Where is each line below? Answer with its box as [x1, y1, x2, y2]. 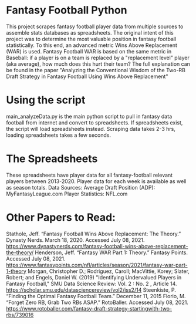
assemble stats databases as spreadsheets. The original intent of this [6, 29, 174, 36]
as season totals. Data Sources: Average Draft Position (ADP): [6, 184, 156, 191]
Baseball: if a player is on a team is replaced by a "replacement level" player [6, 54, 190, 61]
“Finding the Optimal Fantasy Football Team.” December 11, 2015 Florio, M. [6, 292, 186, 299]
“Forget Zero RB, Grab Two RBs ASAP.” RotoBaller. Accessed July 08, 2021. [6, 299, 189, 306]
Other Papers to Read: [6, 211, 116, 224]
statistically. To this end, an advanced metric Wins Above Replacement [6, 42, 178, 49]
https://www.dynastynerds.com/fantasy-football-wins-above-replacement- [6, 242, 188, 249]
